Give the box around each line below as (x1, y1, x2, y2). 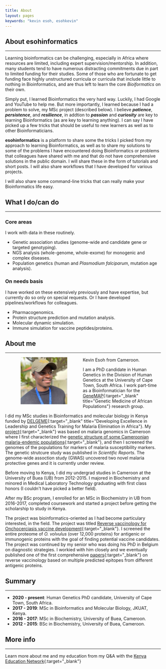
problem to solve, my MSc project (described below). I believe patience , (5, 107, 153, 113)
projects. (5, 169, 23, 175)
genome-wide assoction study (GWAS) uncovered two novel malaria (5, 455, 145, 461)
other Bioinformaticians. (5, 128, 54, 134)
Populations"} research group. (83, 403, 144, 409)
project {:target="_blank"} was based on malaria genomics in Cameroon (5, 429, 151, 435)
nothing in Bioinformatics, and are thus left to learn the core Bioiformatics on (5, 82, 161, 88)
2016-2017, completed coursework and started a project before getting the (5, 500, 157, 506)
